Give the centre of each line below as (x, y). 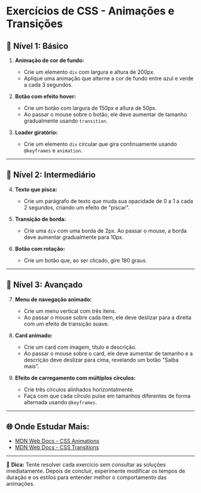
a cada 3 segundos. (48, 85)
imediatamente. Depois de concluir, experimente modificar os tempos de (96, 471)
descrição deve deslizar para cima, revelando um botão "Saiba (101, 360)
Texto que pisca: (36, 189)
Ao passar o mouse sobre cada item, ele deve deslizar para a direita (107, 317)
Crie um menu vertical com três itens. (70, 311)
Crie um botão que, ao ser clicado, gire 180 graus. (86, 260)
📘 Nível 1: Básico (37, 46)
